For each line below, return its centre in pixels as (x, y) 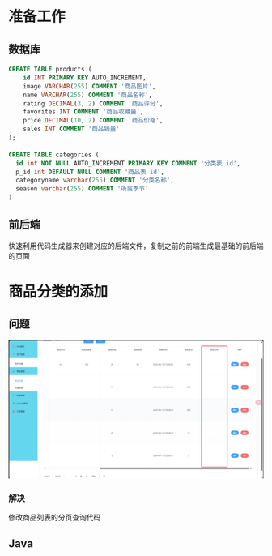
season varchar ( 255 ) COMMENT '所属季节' (82, 189)
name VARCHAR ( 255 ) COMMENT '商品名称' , (87, 95)
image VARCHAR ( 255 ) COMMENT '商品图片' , (89, 86)
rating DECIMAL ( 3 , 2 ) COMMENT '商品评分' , (93, 103)
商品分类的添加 (58, 292)
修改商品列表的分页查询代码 (55, 518)
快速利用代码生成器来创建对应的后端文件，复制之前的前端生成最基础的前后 (132, 246)
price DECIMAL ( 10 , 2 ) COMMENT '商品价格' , (93, 121)
